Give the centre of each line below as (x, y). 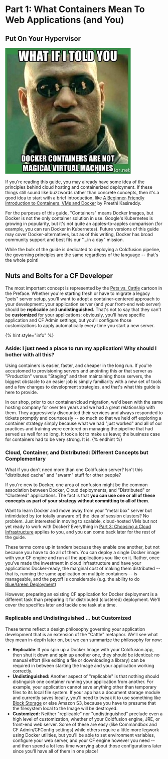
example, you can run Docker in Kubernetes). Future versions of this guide (82, 229)
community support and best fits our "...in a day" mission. (65, 240)
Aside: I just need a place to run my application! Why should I (81, 348)
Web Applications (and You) (65, 20)
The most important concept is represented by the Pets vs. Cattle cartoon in (84, 288)
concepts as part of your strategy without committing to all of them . (77, 501)
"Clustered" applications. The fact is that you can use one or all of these (80, 496)
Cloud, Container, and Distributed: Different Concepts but (77, 452)
